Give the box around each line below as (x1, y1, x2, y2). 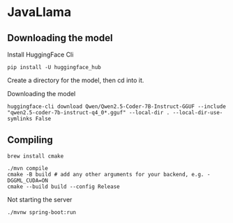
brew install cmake (7, 153, 64, 160)
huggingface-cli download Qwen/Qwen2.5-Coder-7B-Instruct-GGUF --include (7, 103, 227, 110)
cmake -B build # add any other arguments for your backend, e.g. (7, 171, 204, 178)
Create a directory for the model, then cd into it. (7, 76, 144, 84)
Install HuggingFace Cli (7, 50, 74, 59)
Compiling (7, 134, 54, 146)
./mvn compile (7, 164, 49, 171)
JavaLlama (7, 4, 72, 20)
